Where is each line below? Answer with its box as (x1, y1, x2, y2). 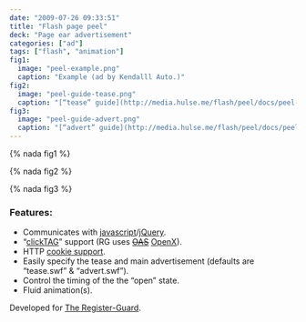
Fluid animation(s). (22, 285, 93, 296)
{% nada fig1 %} (9, 148, 71, 159)
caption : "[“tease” (17, 97, 92, 107)
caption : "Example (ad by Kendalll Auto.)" (17, 73, 185, 82)
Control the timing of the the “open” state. (22, 275, 180, 287)
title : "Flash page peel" (9, 22, 107, 31)
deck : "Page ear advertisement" (9, 30, 132, 39)
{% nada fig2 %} (9, 166, 73, 176)
